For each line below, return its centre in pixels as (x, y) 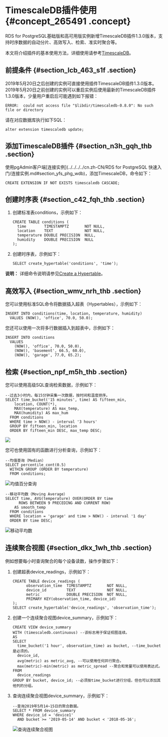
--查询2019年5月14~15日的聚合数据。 (47, 706)
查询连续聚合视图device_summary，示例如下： (61, 696)
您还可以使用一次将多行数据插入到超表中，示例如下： (60, 328)
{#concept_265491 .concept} (68, 21)
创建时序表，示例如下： (37, 254)
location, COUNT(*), (36, 404)
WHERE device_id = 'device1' (43, 715)
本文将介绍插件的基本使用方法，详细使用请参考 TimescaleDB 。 (69, 53)
